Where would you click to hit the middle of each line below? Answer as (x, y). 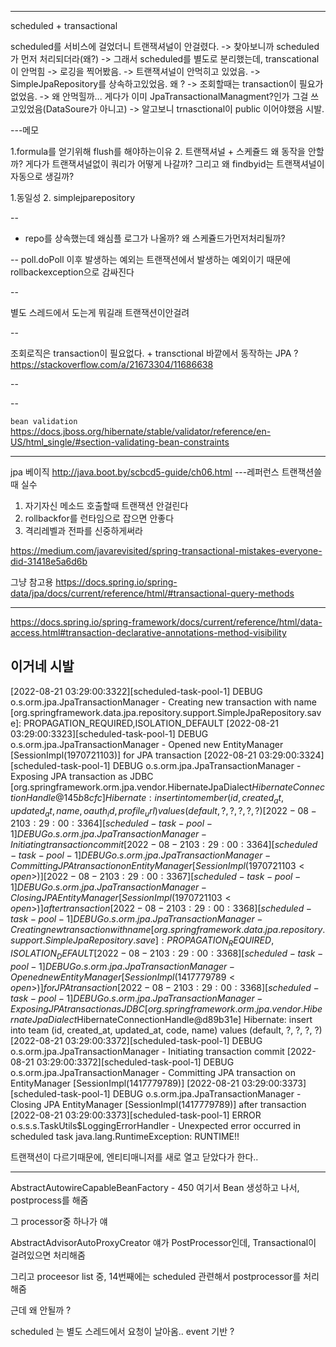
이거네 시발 (42, 666)
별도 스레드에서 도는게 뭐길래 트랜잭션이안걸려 (100, 312)
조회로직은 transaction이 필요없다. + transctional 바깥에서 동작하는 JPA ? (154, 353)
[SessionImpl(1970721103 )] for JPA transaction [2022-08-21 (133, 755)
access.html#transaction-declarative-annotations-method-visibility (148, 632)
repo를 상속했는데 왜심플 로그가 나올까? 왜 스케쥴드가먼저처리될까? (155, 238)
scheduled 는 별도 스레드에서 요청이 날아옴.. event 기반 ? (122, 1331)
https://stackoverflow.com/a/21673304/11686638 (112, 364)
